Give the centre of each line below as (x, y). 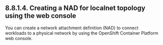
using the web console (41, 16)
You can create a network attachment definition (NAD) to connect (72, 28)
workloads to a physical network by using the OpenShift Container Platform (82, 33)
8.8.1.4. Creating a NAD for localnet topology (75, 8)
